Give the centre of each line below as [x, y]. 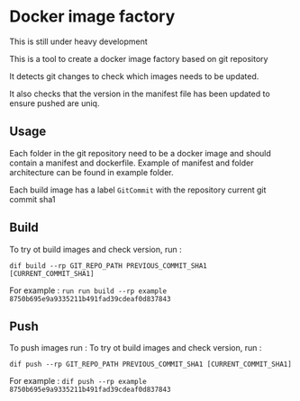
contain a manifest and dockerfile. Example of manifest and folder [132, 163]
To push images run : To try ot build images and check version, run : [136, 348]
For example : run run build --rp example [88, 290]
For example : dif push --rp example [78, 381]
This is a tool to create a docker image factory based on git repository [139, 58]
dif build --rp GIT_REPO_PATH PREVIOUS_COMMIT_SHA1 [108, 266]
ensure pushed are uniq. [55, 103]
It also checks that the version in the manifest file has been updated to [140, 94]
